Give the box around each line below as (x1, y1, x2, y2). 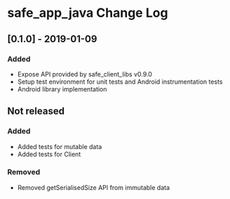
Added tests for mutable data (17, 142, 102, 150)
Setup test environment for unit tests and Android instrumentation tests (17, 77, 223, 86)
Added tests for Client (17, 150, 81, 158)
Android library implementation (17, 84, 107, 93)
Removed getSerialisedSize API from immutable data (17, 183, 170, 191)
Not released (7, 105, 65, 117)
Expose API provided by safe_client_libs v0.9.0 (17, 70, 152, 78)
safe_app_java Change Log (7, 5, 168, 21)
